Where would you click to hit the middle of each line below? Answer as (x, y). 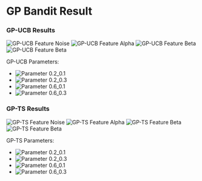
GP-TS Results (28, 109)
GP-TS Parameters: (30, 140)
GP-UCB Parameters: (33, 62)
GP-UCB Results (31, 30)
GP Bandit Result (49, 11)
